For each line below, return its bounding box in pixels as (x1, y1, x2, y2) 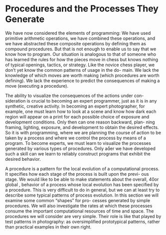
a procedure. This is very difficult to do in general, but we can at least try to (5, 187, 160, 193)
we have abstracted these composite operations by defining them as (5, 40, 146, 46)
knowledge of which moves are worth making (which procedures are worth (5, 72, 160, 78)
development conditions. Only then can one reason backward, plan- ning (5, 119, 156, 125)
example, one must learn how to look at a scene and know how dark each (5, 108, 157, 115)
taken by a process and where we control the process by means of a (5, 135, 146, 141)
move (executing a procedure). (5, 83, 69, 89)
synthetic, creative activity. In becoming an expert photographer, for (5, 103, 145, 109)
